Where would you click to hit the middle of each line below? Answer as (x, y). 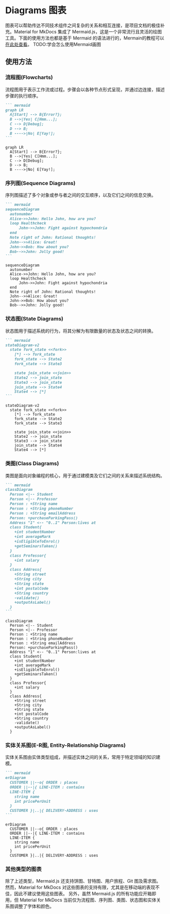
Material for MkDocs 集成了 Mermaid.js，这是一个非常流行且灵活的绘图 (88, 31)
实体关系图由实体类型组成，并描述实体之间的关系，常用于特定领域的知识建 (83, 757)
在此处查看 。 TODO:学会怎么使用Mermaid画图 (53, 44)
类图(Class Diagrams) (32, 464)
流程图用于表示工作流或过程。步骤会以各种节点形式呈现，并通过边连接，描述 (85, 89)
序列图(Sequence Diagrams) (40, 183)
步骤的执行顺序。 (23, 96)
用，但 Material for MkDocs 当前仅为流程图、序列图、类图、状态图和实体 (81, 900)
